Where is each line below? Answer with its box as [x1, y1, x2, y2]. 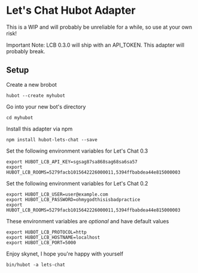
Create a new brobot [6, 81, 57, 88]
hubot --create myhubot [6, 92, 66, 99]
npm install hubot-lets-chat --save [6, 136, 98, 142]
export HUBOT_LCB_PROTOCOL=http [6, 229, 87, 235]
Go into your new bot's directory [6, 103, 86, 110]
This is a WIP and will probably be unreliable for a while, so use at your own [6, 23, 193, 31]
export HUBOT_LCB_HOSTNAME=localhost [6, 234, 100, 240]
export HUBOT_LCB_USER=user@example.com [6, 191, 109, 198]
